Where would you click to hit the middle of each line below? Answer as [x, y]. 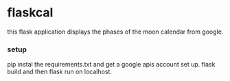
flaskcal [30, 13]
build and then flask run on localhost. [59, 72]
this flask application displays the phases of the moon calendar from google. [115, 32]
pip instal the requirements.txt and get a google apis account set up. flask [111, 65]
